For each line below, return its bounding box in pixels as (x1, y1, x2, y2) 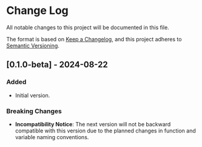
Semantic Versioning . (6, 42, 59, 49)
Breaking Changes (6, 107, 62, 115)
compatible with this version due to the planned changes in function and (15, 127, 196, 134)
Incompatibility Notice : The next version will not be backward (15, 120, 171, 128)
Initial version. (15, 92, 50, 99)
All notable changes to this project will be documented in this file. (6, 24, 170, 31)
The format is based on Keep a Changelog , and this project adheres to (6, 35, 182, 43)
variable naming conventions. (15, 133, 89, 140)
